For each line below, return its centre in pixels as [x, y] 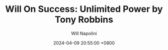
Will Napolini [84, 33]
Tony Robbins [84, 20]
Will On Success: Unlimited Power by [84, 9]
